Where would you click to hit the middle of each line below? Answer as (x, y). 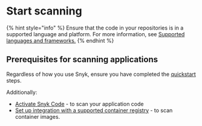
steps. (14, 80)
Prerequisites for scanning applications (82, 59)
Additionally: (22, 92)
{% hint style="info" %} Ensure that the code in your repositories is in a (95, 28)
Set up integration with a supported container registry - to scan (94, 110)
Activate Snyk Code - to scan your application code (79, 104)
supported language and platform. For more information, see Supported (96, 34)
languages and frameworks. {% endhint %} (60, 40)
